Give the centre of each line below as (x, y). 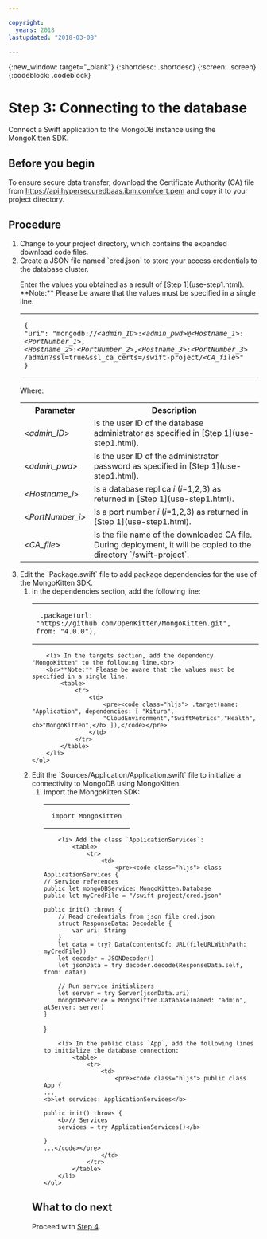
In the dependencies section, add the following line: (116, 591)
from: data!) (65, 972)
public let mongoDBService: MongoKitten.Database (127, 888)
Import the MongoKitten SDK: (92, 792)
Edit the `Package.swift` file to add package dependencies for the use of (138, 574)
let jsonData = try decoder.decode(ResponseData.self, (151, 965)
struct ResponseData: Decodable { (115, 923)
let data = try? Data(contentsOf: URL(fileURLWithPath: (153, 944)
